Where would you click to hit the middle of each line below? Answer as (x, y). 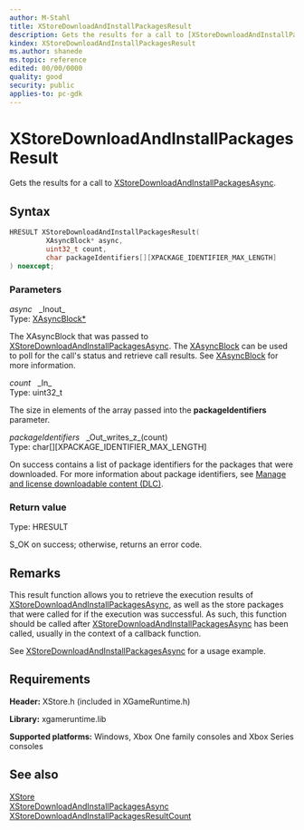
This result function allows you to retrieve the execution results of (131, 595)
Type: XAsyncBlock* (48, 318)
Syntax (30, 211)
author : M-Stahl (40, 18)
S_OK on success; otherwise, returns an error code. (106, 544)
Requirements (50, 680)
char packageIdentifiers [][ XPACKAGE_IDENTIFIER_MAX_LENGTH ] (161, 258)
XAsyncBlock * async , (85, 241)
